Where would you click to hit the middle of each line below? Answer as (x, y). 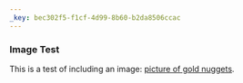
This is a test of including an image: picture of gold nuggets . (122, 69)
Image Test (35, 49)
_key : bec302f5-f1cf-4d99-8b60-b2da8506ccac (95, 18)
